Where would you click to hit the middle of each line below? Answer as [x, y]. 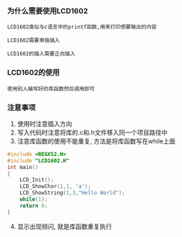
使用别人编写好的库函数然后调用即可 [51, 89]
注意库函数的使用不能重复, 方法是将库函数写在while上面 [96, 141]
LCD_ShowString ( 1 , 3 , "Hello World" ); [73, 193]
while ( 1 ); [34, 200]
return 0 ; [34, 206]
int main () [23, 167]
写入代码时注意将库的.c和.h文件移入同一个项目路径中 [92, 132]
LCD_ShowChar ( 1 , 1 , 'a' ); [55, 186]
